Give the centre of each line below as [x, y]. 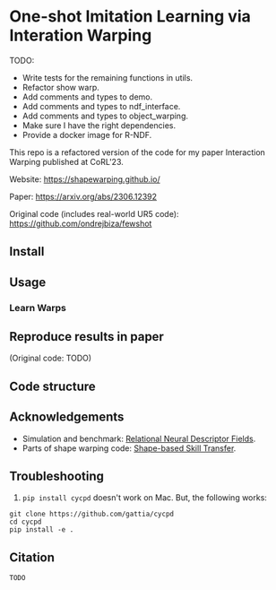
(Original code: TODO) [51, 358]
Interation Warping [81, 35]
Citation [32, 557]
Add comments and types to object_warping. [105, 116]
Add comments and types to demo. [87, 97]
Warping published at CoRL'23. [66, 161]
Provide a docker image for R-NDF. [87, 134]
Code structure [52, 386]
